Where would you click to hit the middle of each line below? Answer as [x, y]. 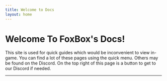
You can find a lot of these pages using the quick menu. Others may [88, 58]
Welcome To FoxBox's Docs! [65, 39]
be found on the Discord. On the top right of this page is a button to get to [81, 63]
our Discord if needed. [28, 69]
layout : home [19, 14]
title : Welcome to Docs [30, 10]
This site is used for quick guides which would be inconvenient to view [78, 53]
